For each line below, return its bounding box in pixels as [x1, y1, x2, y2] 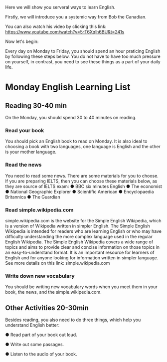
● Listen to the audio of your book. [5, 351, 77, 357]
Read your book [5, 127, 44, 134]
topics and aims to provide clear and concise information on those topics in [5, 244, 160, 250]
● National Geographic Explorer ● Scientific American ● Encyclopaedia [5, 188, 154, 194]
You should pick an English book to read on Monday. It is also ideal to [5, 138, 148, 144]
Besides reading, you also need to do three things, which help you [5, 317, 141, 323]
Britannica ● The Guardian [5, 194, 61, 200]
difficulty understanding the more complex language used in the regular [5, 233, 153, 239]
